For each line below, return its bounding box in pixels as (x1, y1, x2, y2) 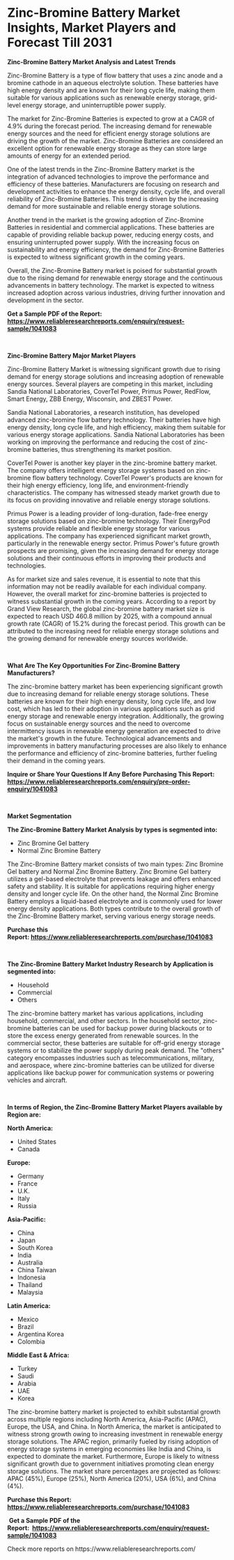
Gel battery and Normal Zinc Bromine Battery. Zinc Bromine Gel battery (7, 867, 211, 876)
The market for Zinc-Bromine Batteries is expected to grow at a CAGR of (7, 114, 214, 123)
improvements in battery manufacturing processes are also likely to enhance (7, 742, 227, 750)
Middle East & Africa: (7, 1351, 70, 1359)
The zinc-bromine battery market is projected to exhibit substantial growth (7, 1407, 221, 1415)
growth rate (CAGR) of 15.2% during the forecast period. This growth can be (7, 619, 226, 628)
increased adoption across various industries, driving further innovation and (7, 288, 225, 297)
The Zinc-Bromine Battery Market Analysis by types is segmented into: (7, 825, 218, 834)
